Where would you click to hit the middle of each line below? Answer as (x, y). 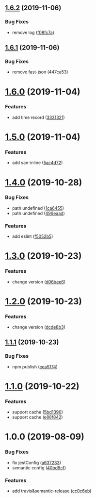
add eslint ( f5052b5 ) (32, 236)
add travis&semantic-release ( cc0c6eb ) (52, 491)
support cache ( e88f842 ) (37, 417)
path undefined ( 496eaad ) (39, 213)
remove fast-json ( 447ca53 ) (40, 72)
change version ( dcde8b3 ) (39, 327)
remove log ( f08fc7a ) (33, 32)
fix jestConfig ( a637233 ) (37, 463)
